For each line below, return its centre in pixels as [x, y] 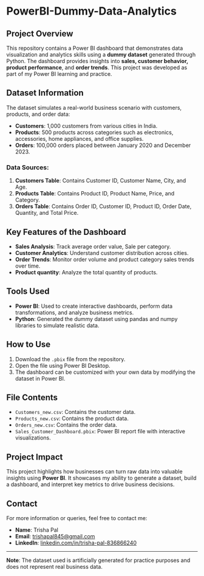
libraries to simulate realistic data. [57, 325]
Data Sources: [28, 167]
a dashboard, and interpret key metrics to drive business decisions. [90, 484]
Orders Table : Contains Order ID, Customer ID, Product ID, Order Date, [103, 206]
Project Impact [35, 457]
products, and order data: [38, 114]
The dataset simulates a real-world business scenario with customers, [94, 107]
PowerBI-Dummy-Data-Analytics [92, 11]
